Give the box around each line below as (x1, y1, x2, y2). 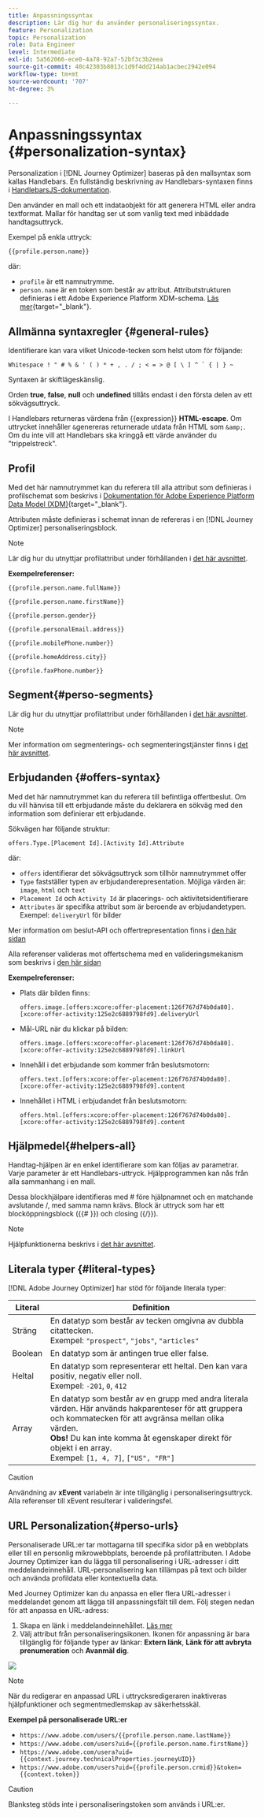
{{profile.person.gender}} (8, 612, 97, 620)
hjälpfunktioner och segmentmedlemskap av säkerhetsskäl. (8, 1700, 201, 1709)
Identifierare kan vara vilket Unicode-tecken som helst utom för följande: (8, 346, 244, 356)
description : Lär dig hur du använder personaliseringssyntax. (8, 19, 220, 27)
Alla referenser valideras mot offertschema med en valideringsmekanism (8, 949, 244, 959)
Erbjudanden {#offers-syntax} (8, 771, 161, 784)
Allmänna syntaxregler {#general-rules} (8, 325, 210, 338)
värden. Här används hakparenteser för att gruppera (49, 1403, 244, 1414)
